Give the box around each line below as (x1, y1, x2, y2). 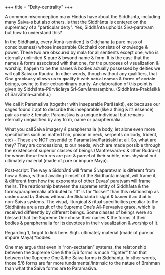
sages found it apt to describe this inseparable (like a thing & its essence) (5, 106, 154, 112)
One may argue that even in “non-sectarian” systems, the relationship (5, 244, 147, 250)
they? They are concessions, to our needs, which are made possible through (5, 142, 161, 148)
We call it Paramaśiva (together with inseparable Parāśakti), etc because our (5, 101, 160, 107)
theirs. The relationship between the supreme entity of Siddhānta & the (5, 183, 149, 189)
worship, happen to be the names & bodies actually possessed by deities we (5, 65, 161, 71)
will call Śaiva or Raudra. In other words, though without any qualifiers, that (5, 71, 157, 76)
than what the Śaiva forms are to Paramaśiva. (5, 265, 98, 271)
